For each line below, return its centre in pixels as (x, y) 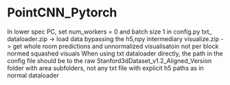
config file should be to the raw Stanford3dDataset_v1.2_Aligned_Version (110, 60)
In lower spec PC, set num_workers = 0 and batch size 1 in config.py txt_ (110, 32)
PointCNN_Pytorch (62, 13)
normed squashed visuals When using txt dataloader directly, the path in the (115, 53)
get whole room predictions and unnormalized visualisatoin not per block (116, 46)
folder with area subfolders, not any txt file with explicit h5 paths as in (105, 68)
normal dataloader (33, 75)
